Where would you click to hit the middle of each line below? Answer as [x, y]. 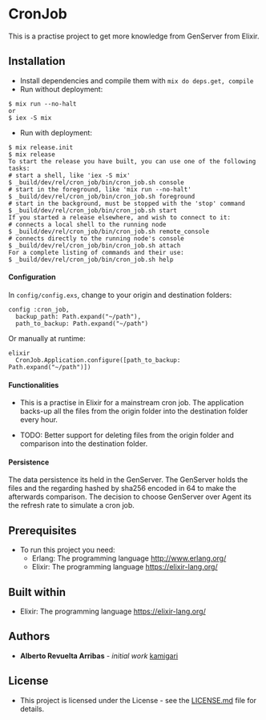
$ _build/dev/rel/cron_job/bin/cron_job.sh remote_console [109, 231]
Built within [37, 592]
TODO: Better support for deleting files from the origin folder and [127, 435]
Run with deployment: [56, 132]
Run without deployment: [61, 89]
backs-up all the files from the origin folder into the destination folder [134, 411]
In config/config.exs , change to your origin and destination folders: [120, 295]
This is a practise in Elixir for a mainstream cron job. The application [132, 403]
